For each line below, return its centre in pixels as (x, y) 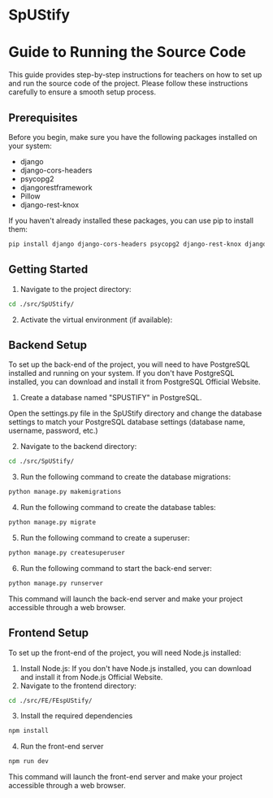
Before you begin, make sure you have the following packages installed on (133, 137)
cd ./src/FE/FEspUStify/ (50, 700)
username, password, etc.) (54, 431)
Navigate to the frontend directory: (78, 686)
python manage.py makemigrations (65, 492)
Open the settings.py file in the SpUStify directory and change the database (135, 413)
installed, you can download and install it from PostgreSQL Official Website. (134, 382)
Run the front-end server (62, 747)
